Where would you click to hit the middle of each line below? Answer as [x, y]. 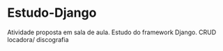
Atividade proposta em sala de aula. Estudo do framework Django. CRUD [112, 32]
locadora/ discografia [38, 39]
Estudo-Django [52, 13]
